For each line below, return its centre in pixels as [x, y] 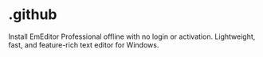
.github [33, 15]
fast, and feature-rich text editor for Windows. [84, 44]
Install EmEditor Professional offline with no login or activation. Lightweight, [132, 36]
